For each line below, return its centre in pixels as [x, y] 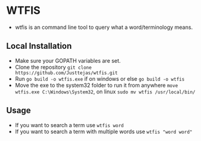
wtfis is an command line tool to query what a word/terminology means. [104, 27]
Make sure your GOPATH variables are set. [68, 60]
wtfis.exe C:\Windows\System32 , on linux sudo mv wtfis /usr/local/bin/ [105, 92]
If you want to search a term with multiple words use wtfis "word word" [104, 131]
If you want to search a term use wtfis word [70, 125]
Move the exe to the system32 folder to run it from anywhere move [97, 85]
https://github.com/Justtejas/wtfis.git [66, 73]
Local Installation [39, 46]
